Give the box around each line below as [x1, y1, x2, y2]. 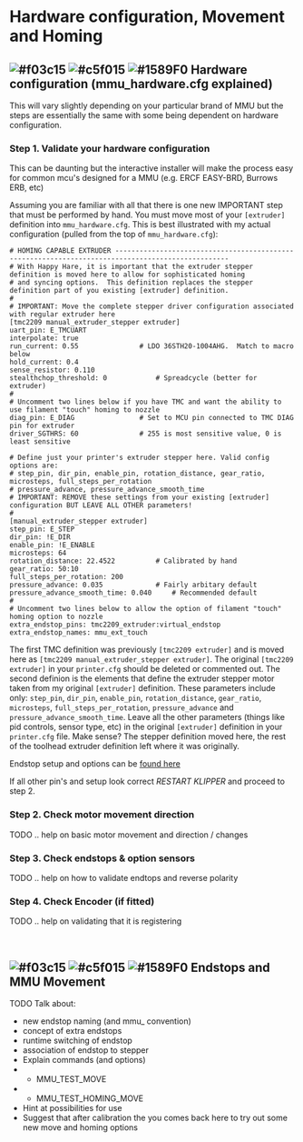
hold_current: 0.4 [9, 357, 79, 367]
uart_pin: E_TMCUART [9, 326, 88, 336]
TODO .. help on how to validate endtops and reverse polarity [9, 872, 239, 883]
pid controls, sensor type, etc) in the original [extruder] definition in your [9, 721, 283, 733]
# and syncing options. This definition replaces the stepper [9, 278, 254, 287]
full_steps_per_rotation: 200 [9, 573, 124, 582]
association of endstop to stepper [22, 1045, 150, 1056]
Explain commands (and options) [22, 1055, 147, 1065]
